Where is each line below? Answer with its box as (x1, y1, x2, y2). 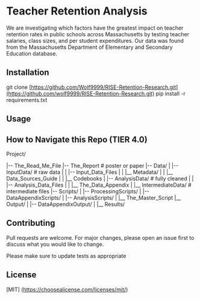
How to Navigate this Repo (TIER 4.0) (6, 134, 148, 144)
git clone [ (6, 83, 31, 91)
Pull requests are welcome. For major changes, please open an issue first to (6, 234, 195, 241)
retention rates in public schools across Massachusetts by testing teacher (6, 30, 190, 37)
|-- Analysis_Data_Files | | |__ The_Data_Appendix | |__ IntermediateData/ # (6, 181, 192, 188)
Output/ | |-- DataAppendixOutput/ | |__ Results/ (6, 201, 125, 208)
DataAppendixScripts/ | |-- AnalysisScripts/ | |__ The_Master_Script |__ (6, 194, 181, 201)
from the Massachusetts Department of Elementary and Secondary (6, 43, 173, 51)
